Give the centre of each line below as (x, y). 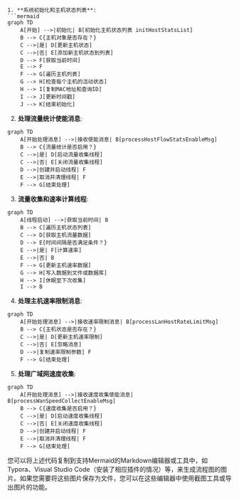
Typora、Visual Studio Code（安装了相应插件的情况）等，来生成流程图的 (114, 469)
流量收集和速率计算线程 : (53, 199)
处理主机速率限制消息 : (50, 301)
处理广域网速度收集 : (47, 373)
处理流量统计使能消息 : (50, 118)
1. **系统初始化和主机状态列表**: (52, 10)
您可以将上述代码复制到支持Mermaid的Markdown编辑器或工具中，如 (108, 460)
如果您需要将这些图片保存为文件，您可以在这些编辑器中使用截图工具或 (122, 478)
